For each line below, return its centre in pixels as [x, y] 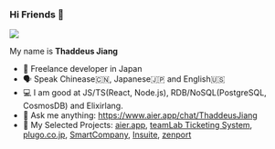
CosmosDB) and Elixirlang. [73, 106]
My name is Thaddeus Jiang [64, 51]
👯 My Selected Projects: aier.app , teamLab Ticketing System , [137, 125]
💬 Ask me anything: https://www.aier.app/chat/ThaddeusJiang [140, 115]
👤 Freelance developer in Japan [82, 69]
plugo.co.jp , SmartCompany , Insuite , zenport [107, 134]
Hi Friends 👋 [37, 15]
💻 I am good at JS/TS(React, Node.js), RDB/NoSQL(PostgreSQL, [144, 93]
